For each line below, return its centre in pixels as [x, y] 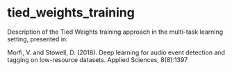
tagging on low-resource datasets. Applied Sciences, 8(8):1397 [98, 59]
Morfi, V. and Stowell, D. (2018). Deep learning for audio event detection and [116, 52]
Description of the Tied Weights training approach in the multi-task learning [115, 32]
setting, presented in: [38, 39]
